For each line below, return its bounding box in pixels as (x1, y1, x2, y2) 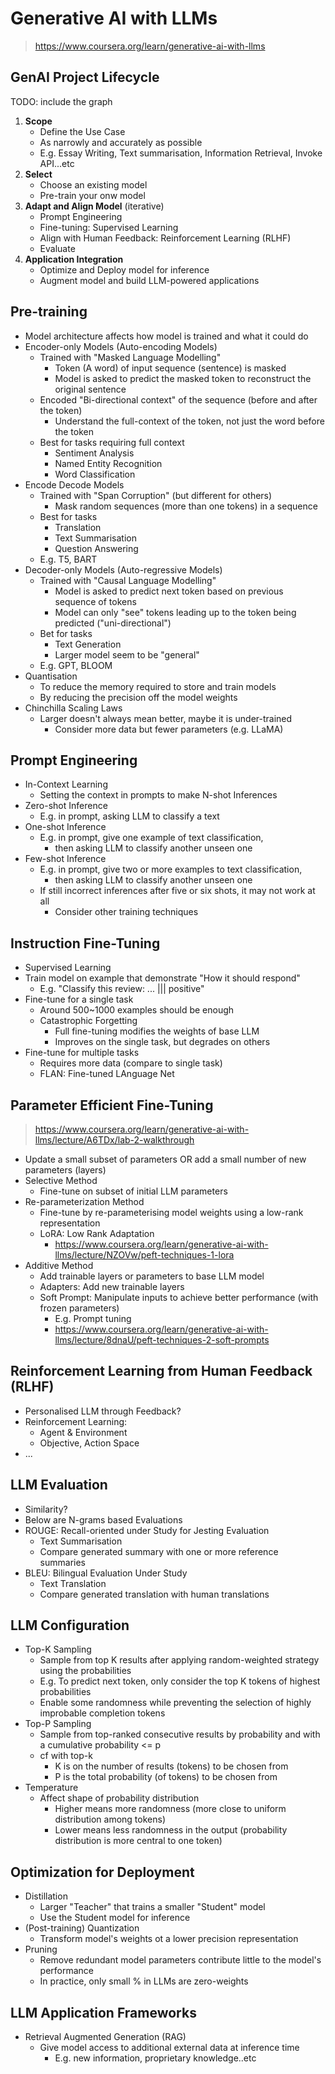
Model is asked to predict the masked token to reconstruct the (54, 372, 312, 384)
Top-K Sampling (24, 1643, 92, 1656)
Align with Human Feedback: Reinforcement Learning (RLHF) (39, 232, 292, 244)
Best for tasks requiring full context (39, 436, 185, 448)
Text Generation (54, 638, 122, 650)
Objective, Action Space (39, 1437, 140, 1449)
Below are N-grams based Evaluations (24, 1513, 183, 1526)
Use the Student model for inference (39, 1912, 191, 1924)
